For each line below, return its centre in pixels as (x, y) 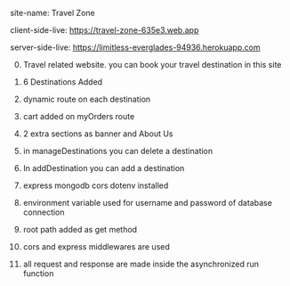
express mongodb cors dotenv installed (96, 185)
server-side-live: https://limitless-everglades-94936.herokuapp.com (135, 47)
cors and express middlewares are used (96, 247)
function (38, 274)
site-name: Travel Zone (53, 13)
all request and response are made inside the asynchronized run (141, 264)
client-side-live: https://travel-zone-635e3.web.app (105, 30)
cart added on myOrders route (79, 116)
